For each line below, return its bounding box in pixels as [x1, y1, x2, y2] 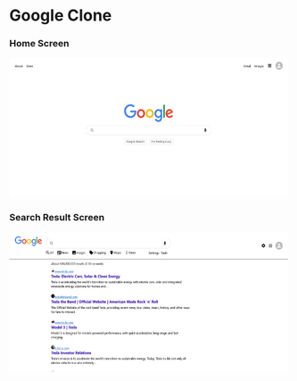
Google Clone [9, 5, 112, 26]
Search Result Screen [9, 211, 105, 224]
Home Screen [9, 37, 70, 50]
